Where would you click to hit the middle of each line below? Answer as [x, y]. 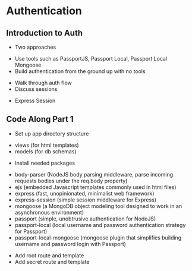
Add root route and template [49, 255]
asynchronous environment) [49, 212]
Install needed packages [45, 163]
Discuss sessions [36, 89]
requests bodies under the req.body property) [71, 181]
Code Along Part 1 [40, 119]
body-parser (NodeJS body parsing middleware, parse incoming [94, 174]
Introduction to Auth [45, 33]
